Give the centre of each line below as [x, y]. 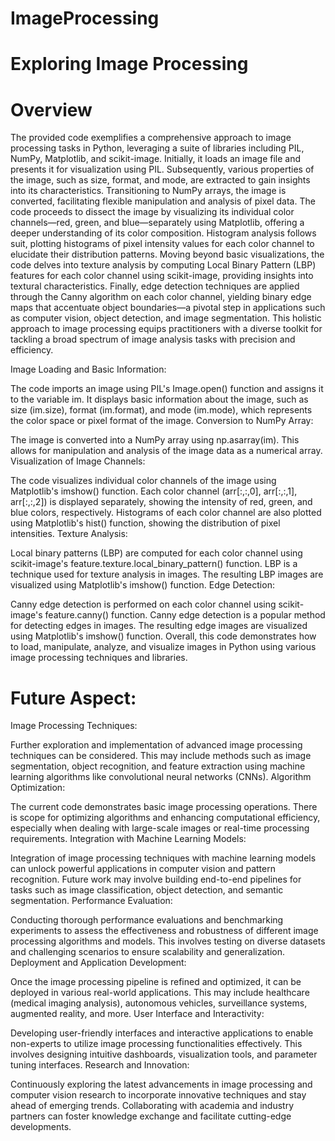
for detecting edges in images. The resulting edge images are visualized [159, 626]
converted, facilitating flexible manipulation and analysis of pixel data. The [163, 201]
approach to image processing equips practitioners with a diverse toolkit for [166, 329]
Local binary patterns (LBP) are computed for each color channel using [156, 553]
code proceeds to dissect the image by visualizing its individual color [152, 212]
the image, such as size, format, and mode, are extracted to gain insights [160, 180]
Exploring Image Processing [129, 64]
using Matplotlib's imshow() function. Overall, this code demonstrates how [163, 636]
